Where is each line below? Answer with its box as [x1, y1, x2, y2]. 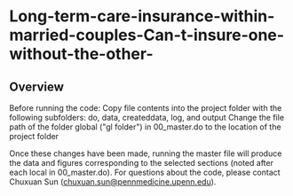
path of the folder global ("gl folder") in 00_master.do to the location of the [9, 122, 281, 132]
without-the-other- [9, 44, 154, 64]
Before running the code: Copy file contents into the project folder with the [9, 103, 282, 113]
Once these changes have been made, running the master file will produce [9, 148, 282, 159]
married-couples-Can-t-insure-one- [9, 25, 285, 45]
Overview [9, 79, 65, 94]
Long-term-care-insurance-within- [9, 6, 275, 27]
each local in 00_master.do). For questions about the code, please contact [9, 167, 281, 177]
